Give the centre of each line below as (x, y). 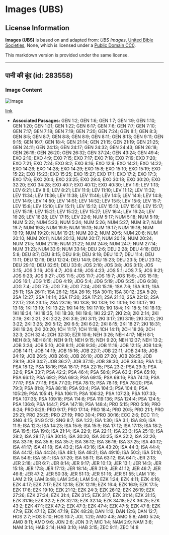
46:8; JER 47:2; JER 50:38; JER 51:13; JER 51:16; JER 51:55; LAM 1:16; (84, 474)
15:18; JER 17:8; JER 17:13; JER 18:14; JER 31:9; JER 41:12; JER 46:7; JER (87, 468)
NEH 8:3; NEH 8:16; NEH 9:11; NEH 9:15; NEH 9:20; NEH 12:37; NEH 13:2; (88, 340)
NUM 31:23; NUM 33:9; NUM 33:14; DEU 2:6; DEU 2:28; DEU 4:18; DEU (87, 249)
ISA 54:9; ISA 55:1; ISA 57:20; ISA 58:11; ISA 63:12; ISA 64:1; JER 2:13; (84, 457)
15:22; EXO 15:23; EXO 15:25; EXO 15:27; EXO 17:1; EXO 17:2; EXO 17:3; (85, 174)
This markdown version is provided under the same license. (67, 55)
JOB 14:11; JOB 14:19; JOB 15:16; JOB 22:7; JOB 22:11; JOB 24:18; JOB (85, 351)
